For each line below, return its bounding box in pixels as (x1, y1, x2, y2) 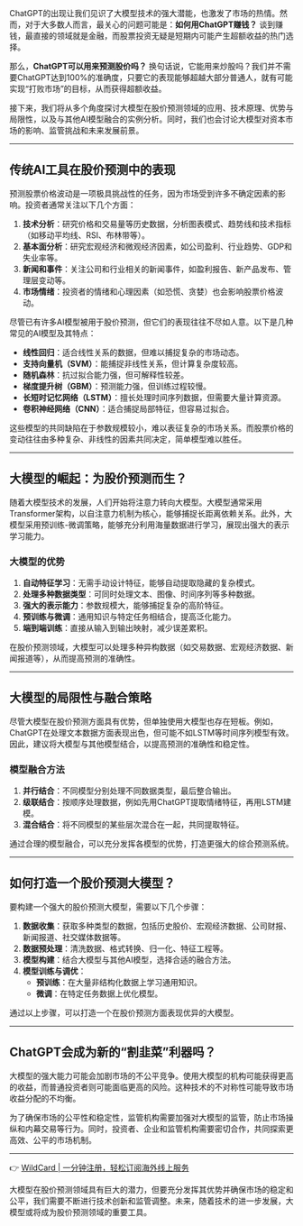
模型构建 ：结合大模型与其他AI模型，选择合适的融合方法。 (22, 954, 236, 965)
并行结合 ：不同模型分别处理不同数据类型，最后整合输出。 (22, 785, 236, 796)
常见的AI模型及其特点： (9, 327, 96, 338)
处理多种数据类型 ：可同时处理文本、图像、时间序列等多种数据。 (22, 589, 260, 599)
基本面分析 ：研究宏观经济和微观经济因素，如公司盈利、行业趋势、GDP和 (22, 241, 293, 252)
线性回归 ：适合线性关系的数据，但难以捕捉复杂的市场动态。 (22, 346, 244, 358)
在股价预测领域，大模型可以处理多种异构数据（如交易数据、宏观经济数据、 (9, 641, 286, 652)
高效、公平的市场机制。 (9, 1134, 96, 1145)
